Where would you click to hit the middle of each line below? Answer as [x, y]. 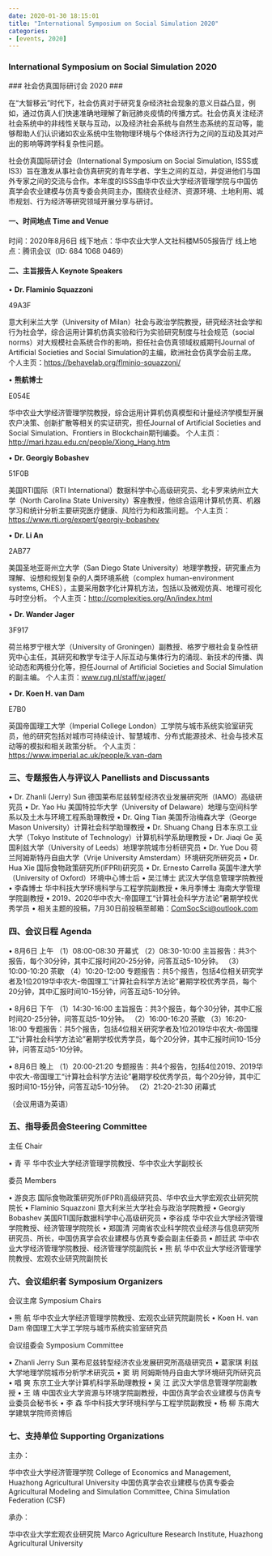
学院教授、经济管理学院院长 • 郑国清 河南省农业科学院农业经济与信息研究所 [134, 1228]
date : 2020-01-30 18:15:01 [54, 16]
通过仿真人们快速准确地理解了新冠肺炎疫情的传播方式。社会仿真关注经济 [143, 113]
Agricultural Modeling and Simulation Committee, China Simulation [119, 1492]
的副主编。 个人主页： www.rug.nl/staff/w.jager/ [87, 677]
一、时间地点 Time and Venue [59, 221]
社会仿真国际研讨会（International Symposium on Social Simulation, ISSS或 [134, 161]
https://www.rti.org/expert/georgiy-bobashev [84, 519]
